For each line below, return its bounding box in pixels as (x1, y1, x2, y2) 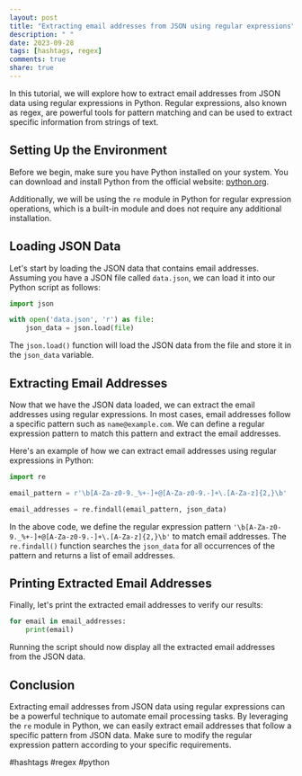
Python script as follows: (9, 281, 101, 292)
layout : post (9, 13, 58, 22)
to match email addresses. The (172, 531, 287, 541)
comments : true (9, 55, 67, 64)
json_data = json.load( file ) (25, 324, 135, 333)
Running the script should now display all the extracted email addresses (9, 642, 276, 653)
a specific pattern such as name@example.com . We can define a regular (9, 418, 265, 429)
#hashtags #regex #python (9, 756, 110, 767)
